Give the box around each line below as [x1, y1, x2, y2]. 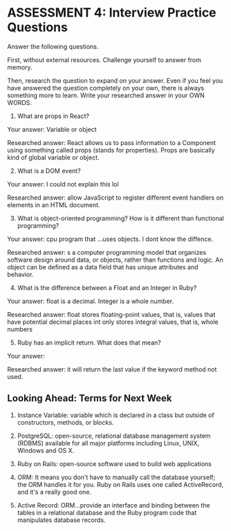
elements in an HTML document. [7, 200, 100, 209]
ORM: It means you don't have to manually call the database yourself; [17, 473, 216, 481]
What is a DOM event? [17, 166, 81, 175]
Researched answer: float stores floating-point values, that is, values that [7, 310, 216, 318]
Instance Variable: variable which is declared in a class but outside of [17, 411, 214, 419]
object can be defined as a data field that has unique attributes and [7, 262, 198, 271]
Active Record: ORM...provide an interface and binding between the [17, 501, 210, 509]
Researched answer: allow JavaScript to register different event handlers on [7, 193, 223, 202]
